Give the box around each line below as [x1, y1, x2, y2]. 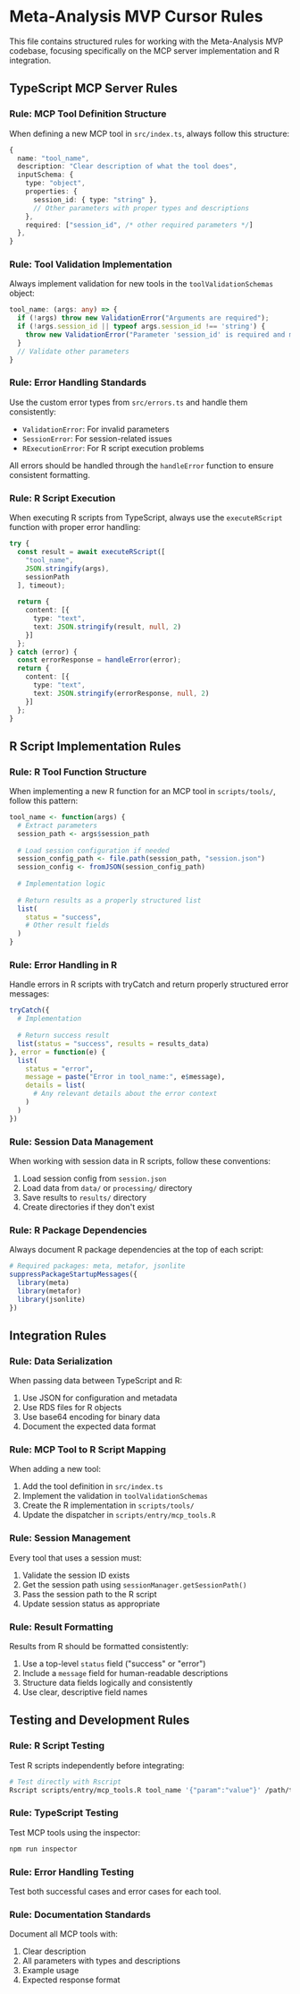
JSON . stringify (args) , [25, 564, 110, 573]
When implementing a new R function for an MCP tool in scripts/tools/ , [9, 786, 276, 797]
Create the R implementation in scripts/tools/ [21, 1500, 195, 1510]
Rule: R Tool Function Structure [9, 766, 147, 778]
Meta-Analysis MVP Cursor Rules [9, 6, 263, 27]
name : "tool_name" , [17, 154, 90, 163]
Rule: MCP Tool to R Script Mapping [9, 1443, 167, 1456]
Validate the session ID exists [21, 1570, 130, 1580]
